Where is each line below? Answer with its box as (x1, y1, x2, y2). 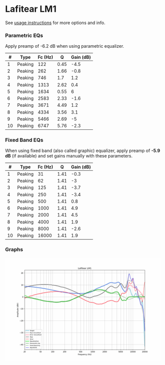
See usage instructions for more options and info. (5, 20, 106, 26)
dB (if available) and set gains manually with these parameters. (5, 153, 133, 159)
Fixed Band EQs (5, 136, 43, 143)
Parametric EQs (5, 32, 43, 39)
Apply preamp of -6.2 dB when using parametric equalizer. (5, 43, 125, 49)
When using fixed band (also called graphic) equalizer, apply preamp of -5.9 (5, 148, 161, 153)
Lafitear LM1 (5, 3, 57, 15)
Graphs (5, 246, 23, 253)
